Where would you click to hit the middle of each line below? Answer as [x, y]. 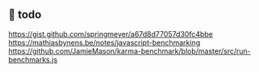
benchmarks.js [33, 59]
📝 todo [25, 15]
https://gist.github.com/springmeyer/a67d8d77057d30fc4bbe [111, 34]
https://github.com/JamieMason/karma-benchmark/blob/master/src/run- [130, 51]
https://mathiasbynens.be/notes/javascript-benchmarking [104, 42]
